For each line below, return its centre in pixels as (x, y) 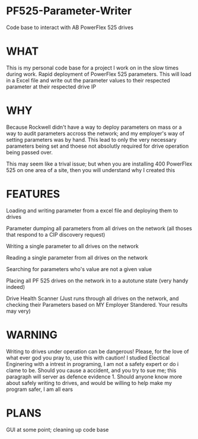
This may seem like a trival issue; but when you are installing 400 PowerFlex (99, 164)
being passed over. (30, 152)
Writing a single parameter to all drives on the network (73, 246)
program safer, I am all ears (39, 389)
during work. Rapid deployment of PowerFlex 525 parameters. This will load (99, 74)
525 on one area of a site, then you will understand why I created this (91, 170)
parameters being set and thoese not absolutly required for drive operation (98, 146)
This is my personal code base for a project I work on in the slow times (92, 68)
